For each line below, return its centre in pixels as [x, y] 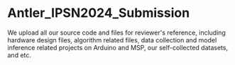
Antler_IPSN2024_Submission [99, 13]
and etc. [20, 55]
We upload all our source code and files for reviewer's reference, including [116, 32]
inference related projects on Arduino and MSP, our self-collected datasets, [118, 47]
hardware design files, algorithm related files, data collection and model [112, 40]
